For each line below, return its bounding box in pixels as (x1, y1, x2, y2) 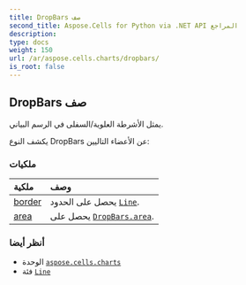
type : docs (9, 37, 49, 47)
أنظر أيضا (9, 236, 45, 249)
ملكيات (9, 158, 37, 170)
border (13, 196, 42, 208)
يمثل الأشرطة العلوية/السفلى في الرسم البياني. (9, 119, 164, 129)
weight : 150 (9, 46, 53, 55)
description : (9, 29, 57, 38)
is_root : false (9, 63, 65, 72)
